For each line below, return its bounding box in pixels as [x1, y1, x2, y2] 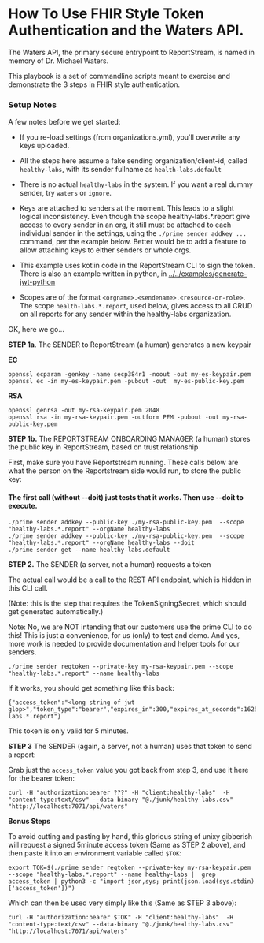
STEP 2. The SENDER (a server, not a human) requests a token [8, 560, 211, 569]
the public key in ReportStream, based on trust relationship [8, 442, 199, 452]
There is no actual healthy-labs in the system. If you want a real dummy [19, 180, 254, 189]
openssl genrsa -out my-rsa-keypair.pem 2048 [8, 407, 159, 415]
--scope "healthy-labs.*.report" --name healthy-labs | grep [8, 870, 216, 879]
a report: [8, 750, 37, 759]
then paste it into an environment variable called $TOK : [8, 848, 182, 858]
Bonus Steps [8, 817, 51, 826]
